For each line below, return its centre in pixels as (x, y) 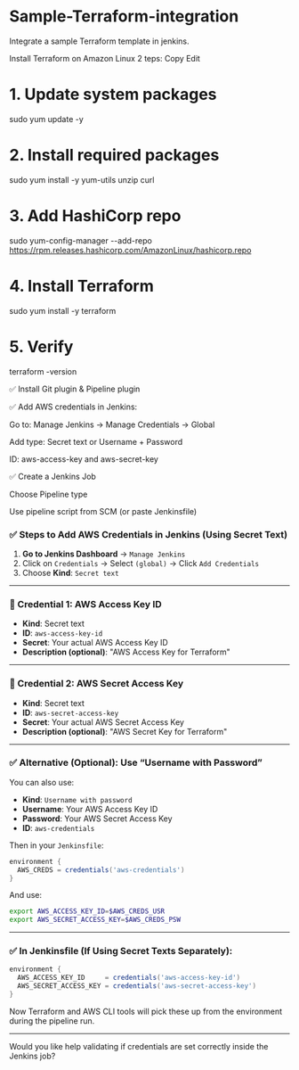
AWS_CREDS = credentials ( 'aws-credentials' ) (101, 870)
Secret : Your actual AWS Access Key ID (95, 643)
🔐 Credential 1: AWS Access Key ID (85, 604)
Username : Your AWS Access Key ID (90, 809)
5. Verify (41, 346)
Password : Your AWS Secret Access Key (97, 819)
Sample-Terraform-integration (124, 16)
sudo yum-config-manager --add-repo (81, 240)
